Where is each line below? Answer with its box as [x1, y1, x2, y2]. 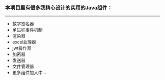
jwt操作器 [12, 45, 32, 51]
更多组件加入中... [12, 70, 47, 76]
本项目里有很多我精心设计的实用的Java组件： [5, 4, 112, 11]
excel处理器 [12, 39, 36, 45]
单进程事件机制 [12, 27, 43, 33]
